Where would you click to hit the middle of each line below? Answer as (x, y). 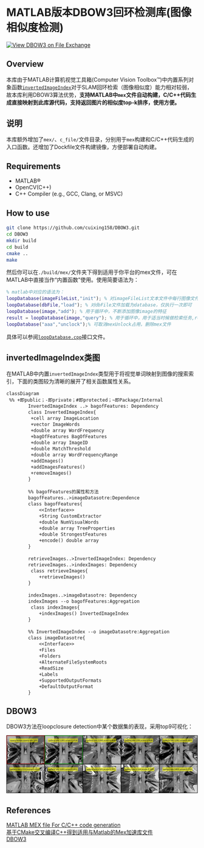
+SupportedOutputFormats (70, 680)
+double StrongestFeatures (73, 534)
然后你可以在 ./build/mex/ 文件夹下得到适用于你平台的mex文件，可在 (92, 272)
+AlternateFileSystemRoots (73, 662)
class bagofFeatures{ (56, 504)
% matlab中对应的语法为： (36, 292)
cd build (17, 247)
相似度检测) (35, 28)
